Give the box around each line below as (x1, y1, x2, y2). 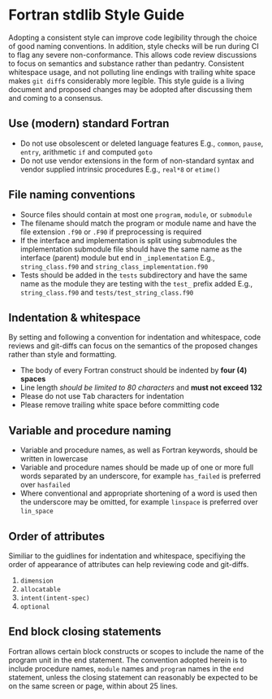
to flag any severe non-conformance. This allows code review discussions (8, 50, 257, 59)
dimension (19, 577, 54, 585)
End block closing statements (8, 625, 162, 639)
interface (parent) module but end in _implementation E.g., (19, 252, 215, 262)
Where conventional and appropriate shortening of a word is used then (19, 488, 257, 498)
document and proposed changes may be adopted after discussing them (8, 84, 253, 94)
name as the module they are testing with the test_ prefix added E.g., (19, 278, 253, 288)
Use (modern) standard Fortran (8, 116, 170, 131)
